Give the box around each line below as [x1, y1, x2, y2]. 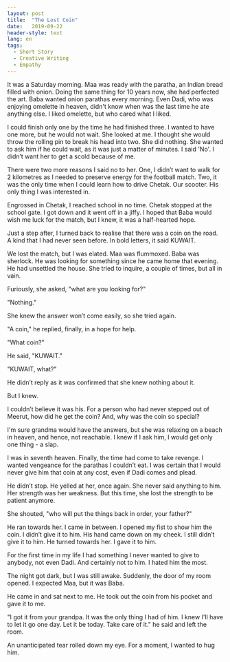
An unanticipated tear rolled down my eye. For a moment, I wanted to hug [7, 641, 215, 649]
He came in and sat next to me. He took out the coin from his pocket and [7, 592, 213, 600]
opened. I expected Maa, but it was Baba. [7, 579, 125, 587]
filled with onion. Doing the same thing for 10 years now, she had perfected [7, 87, 220, 96]
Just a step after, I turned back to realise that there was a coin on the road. [7, 229, 218, 237]
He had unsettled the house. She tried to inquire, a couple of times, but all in [7, 264, 222, 272]
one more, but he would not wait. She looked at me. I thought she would [7, 130, 211, 138]
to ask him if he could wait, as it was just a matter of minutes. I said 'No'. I [7, 145, 215, 153]
